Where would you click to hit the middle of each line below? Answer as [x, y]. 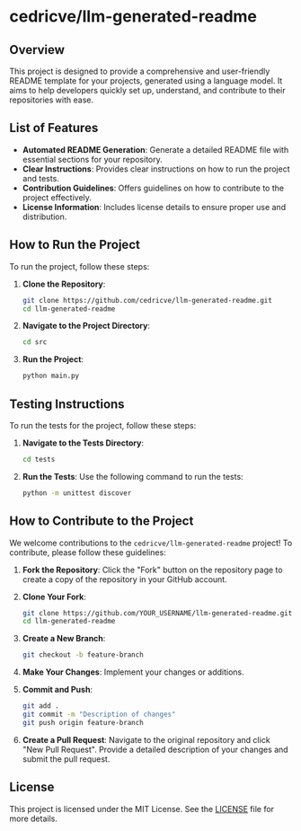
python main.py [51, 376]
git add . [41, 706]
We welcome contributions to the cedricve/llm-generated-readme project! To [151, 543]
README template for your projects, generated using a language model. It [146, 81]
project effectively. [57, 197]
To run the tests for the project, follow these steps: [103, 425]
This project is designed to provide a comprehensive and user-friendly [140, 71]
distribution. [44, 217]
